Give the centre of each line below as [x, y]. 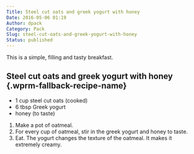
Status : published [29, 40]
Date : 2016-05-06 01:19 [36, 18]
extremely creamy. [38, 144]
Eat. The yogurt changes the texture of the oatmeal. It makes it [93, 138]
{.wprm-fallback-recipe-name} [67, 86]
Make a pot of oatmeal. [44, 125]
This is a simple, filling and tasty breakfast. [60, 57]
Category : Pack [26, 29]
